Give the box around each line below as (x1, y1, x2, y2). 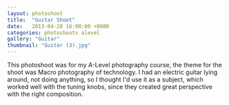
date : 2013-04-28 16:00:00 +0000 (7, 23, 110, 30)
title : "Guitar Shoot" (7, 16, 76, 23)
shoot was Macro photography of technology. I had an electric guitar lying (7, 68, 218, 76)
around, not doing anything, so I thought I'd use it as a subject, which (7, 75, 203, 83)
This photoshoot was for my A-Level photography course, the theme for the (7, 61, 222, 69)
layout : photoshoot (7, 10, 63, 17)
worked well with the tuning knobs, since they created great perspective (7, 83, 212, 91)
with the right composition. (7, 90, 83, 98)
